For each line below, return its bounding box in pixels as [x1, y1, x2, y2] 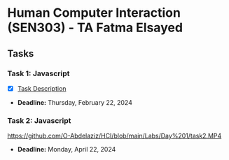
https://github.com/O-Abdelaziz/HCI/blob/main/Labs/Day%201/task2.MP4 [7, 131, 222, 140]
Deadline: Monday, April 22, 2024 [17, 145, 116, 154]
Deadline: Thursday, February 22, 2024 [17, 98, 133, 106]
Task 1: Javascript [7, 68, 70, 78]
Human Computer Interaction [7, 5, 181, 21]
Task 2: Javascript [7, 115, 71, 125]
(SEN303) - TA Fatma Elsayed [7, 20, 183, 36]
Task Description [17, 84, 67, 92]
